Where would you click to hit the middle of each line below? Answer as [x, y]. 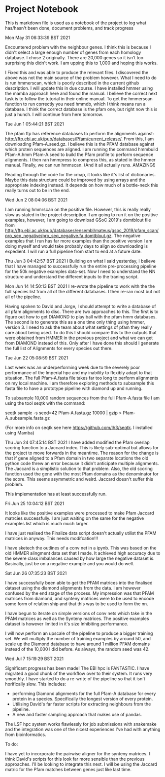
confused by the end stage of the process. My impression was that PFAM [80, 593]
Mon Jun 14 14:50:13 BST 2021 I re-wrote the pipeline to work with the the [80, 286]
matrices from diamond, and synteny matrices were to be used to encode [80, 598]
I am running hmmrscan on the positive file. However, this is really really [78, 209]
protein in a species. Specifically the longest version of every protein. [82, 699]
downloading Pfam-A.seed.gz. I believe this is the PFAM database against [80, 144]
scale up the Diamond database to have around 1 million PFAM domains [78, 644]
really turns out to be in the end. [38, 190]
